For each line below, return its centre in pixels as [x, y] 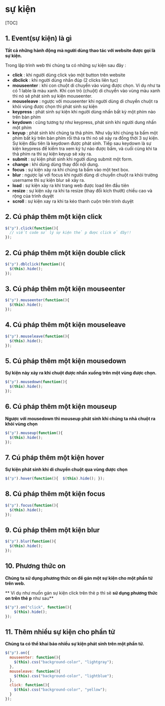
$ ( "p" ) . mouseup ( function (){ [34, 433]
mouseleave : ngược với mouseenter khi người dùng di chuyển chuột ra [85, 101]
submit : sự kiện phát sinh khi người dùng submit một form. [72, 159]
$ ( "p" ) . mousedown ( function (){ [36, 382]
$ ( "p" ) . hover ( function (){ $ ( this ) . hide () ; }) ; [55, 479]
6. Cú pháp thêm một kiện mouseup [61, 407]
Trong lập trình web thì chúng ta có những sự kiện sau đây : [66, 65]
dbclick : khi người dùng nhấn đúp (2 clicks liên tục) [65, 80]
